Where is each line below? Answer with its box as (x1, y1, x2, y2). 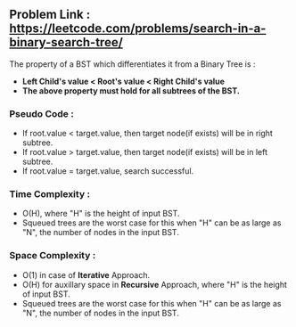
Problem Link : (9, 7, 91, 22)
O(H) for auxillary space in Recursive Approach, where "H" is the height (21, 279, 288, 290)
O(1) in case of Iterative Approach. (21, 269, 150, 280)
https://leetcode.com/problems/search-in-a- (9, 21, 267, 37)
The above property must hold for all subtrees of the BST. (21, 85, 241, 96)
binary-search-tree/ (9, 35, 123, 50)
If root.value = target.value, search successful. (21, 166, 194, 176)
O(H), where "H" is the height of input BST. (21, 208, 180, 219)
